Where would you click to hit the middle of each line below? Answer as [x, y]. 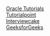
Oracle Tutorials [25, 9]
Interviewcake [23, 21]
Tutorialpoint [21, 15]
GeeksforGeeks [25, 27]
